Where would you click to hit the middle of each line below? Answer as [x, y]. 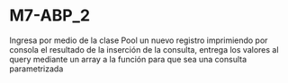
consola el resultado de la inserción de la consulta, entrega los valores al [144, 49]
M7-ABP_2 [50, 16]
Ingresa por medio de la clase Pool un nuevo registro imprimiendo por [139, 40]
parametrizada [36, 69]
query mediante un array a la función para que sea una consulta [128, 59]
